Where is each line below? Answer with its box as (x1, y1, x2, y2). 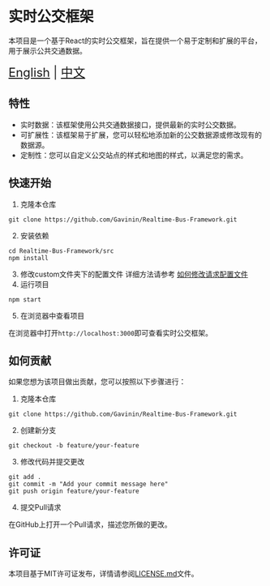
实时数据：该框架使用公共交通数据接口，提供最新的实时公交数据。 (19, 119, 241, 130)
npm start (8, 295, 42, 304)
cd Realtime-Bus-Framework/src (8, 246, 114, 255)
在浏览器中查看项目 (19, 310, 85, 320)
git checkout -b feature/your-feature (8, 442, 139, 450)
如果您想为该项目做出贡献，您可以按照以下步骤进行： (8, 377, 186, 387)
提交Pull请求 (19, 503, 62, 512)
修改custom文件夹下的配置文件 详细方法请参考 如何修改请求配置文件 (19, 269, 249, 279)
